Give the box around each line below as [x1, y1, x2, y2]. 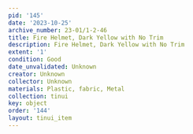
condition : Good [8, 56, 61, 64]
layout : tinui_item [8, 114, 72, 122]
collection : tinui [8, 92, 69, 100]
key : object [8, 99, 47, 107]
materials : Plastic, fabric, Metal [8, 84, 125, 93]
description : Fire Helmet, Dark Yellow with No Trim [8, 41, 185, 49]
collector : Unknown [8, 77, 72, 85]
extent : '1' [8, 48, 47, 56]
